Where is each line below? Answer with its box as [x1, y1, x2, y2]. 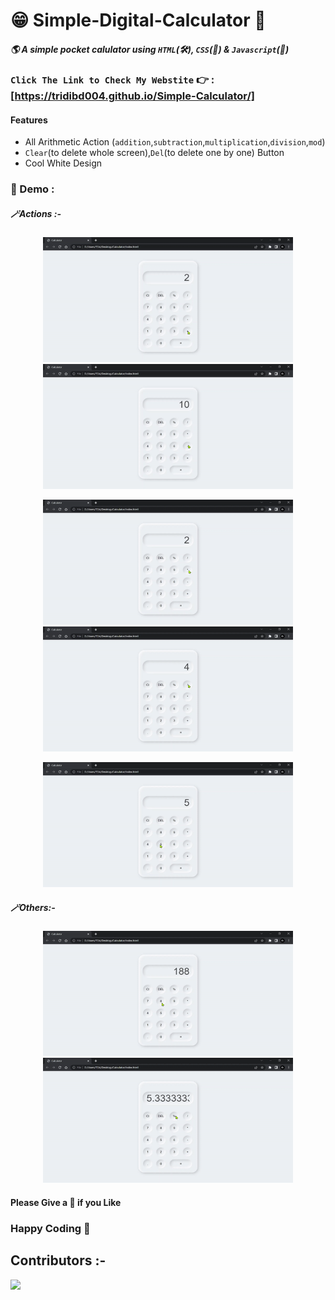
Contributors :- [10, 1252, 107, 1269]
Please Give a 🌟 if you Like [10, 1196, 122, 1208]
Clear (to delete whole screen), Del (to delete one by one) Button [24, 147, 285, 159]
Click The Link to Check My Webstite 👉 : [10, 73, 215, 87]
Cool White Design [24, 157, 103, 169]
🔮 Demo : [10, 182, 55, 196]
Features [10, 114, 48, 126]
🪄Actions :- [10, 207, 62, 219]
